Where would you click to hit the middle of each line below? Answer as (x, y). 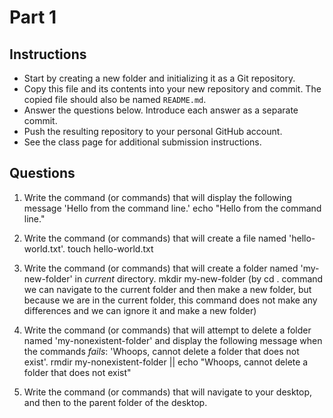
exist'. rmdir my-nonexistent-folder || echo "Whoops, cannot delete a (166, 362)
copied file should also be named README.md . (115, 99)
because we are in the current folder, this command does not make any (170, 300)
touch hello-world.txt (110, 248)
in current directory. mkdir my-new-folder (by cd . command (199, 278)
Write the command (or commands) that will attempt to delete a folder (167, 330)
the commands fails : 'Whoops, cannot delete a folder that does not (161, 351)
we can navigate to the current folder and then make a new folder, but (167, 289)
